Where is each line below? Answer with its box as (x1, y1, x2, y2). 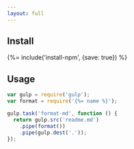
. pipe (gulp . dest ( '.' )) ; (19, 129, 88, 136)
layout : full (7, 10, 44, 17)
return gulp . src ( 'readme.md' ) (13, 116, 99, 123)
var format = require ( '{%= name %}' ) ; (7, 98, 118, 105)
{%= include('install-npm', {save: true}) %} (7, 53, 128, 62)
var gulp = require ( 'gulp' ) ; (7, 92, 90, 98)
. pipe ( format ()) (19, 122, 66, 130)
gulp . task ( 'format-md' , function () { (7, 110, 118, 117)
